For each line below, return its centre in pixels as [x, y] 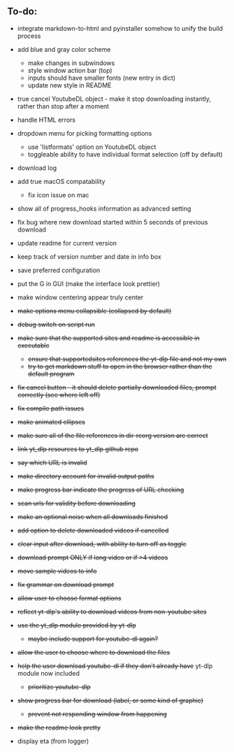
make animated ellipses [51, 422]
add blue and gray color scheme [64, 49]
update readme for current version [67, 243]
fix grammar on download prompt [66, 584]
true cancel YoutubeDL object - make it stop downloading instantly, [114, 99]
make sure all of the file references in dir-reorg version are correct [112, 435]
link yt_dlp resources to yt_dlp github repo [78, 449]
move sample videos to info [57, 571]
